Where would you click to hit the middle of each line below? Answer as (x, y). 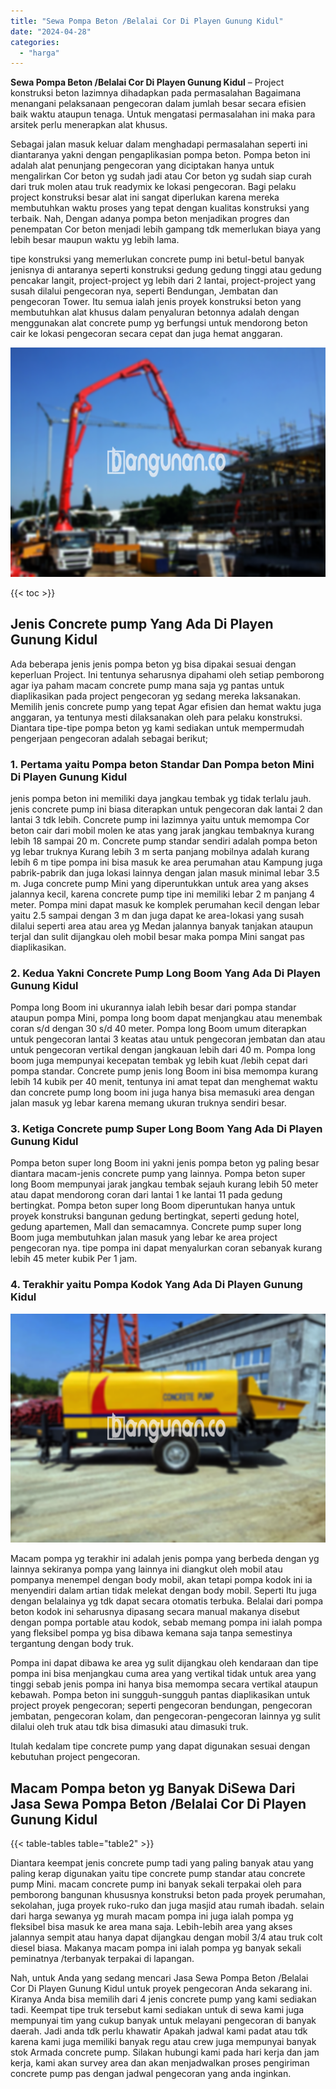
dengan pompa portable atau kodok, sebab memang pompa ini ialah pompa (166, 1622)
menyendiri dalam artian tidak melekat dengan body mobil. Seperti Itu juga (163, 1591)
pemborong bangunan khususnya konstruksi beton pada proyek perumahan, (168, 1895)
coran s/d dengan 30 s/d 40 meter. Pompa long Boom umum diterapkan (158, 1029)
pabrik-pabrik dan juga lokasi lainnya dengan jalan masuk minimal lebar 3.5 (165, 872)
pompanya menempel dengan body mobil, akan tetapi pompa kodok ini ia (161, 1580)
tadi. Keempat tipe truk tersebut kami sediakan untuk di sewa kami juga (157, 2010)
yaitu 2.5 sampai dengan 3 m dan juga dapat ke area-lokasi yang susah (157, 915)
